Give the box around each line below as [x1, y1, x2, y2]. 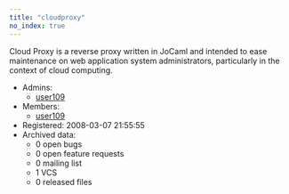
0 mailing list [35, 158, 83, 168]
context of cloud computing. [9, 64, 113, 76]
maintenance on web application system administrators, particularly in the [9, 55, 280, 66]
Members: [21, 101, 60, 111]
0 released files [35, 176, 92, 187]
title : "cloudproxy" [9, 12, 86, 22]
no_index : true [9, 21, 66, 30]
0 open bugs [35, 139, 83, 150]
